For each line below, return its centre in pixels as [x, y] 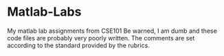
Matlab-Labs [44, 12]
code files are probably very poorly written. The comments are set [101, 38]
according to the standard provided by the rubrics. [78, 45]
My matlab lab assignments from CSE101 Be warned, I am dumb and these [112, 31]
